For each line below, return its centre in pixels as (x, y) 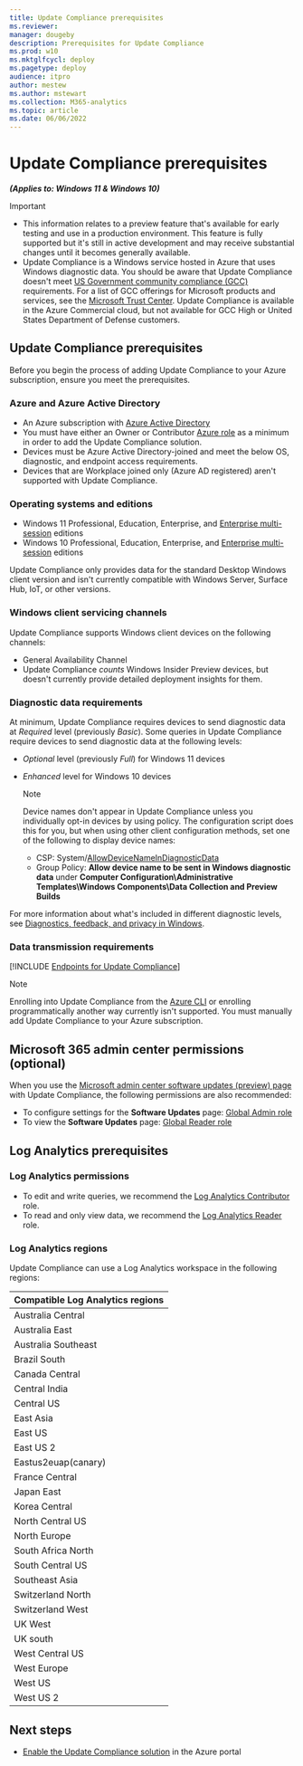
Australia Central (49, 1315)
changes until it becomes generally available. (107, 253)
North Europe (43, 1536)
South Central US (51, 1565)
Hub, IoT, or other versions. (60, 589)
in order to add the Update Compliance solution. (112, 442)
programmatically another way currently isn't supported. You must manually (151, 1011)
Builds (48, 896)
